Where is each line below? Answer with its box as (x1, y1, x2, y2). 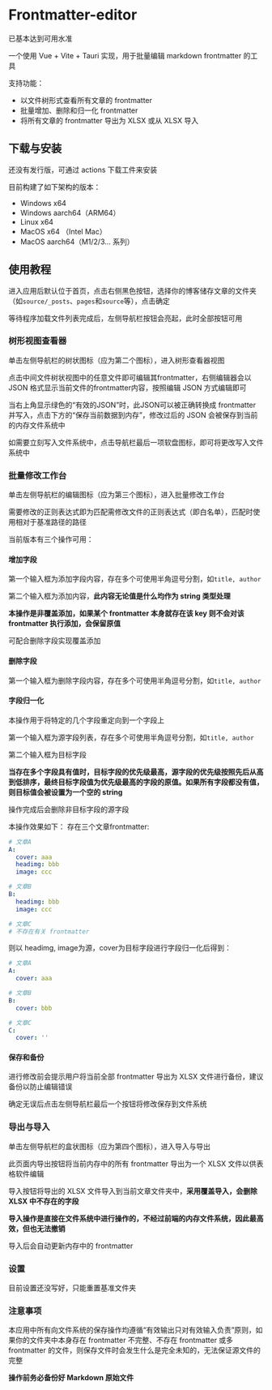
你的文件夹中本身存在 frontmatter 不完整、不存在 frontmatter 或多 (15, 1336, 233, 1345)
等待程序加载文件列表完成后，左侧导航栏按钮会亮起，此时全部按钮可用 (8, 313, 243, 323)
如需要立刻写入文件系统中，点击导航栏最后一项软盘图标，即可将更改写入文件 (8, 437, 264, 447)
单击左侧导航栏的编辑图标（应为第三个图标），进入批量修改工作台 (8, 490, 225, 500)
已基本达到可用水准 (8, 33, 73, 43)
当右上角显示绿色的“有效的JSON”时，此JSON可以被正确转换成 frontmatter (8, 400, 257, 410)
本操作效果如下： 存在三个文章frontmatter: (8, 822, 150, 831)
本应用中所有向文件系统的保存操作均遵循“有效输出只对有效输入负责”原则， (8, 1325, 257, 1335)
